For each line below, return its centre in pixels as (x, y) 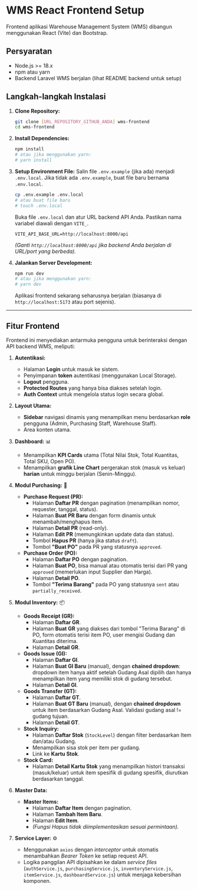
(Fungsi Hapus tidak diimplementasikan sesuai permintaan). (105, 827)
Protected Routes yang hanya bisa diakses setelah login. (93, 388)
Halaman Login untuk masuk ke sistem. (71, 369)
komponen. (37, 881)
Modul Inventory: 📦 (40, 602)
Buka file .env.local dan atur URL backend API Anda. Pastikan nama (98, 217)
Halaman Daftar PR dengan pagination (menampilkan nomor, (106, 503)
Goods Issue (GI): (45, 654)
